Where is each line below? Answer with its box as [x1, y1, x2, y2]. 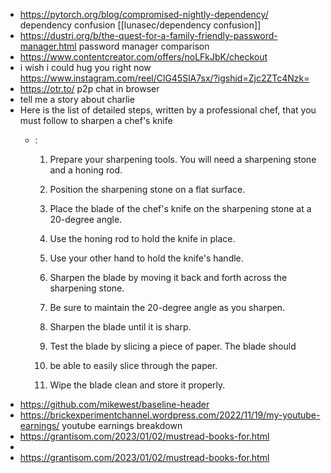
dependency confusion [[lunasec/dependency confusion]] [19, 19, 262, 31]
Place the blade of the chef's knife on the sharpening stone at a [49, 203, 312, 214]
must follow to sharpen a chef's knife [19, 115, 173, 126]
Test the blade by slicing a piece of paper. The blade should [49, 340, 297, 352]
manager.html [19, 40, 77, 52]
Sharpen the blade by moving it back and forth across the [49, 272, 288, 283]
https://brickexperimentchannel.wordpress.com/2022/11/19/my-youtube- [19, 409, 321, 421]
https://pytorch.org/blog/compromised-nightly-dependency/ [19, 9, 269, 20]
